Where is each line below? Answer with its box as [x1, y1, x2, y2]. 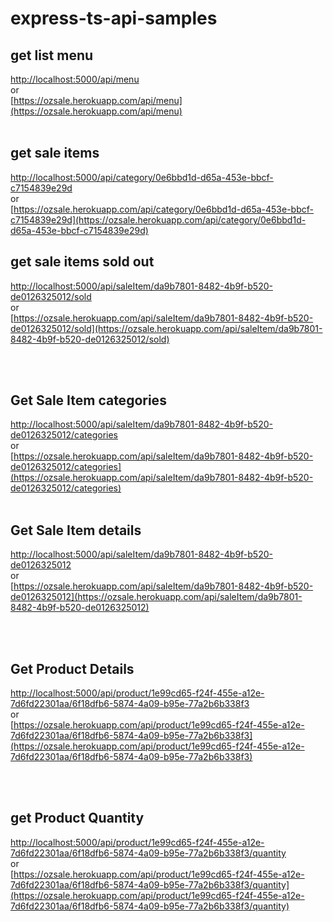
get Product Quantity [10, 810, 145, 827]
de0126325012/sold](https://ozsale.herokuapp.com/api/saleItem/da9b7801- [10, 322, 323, 334]
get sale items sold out [10, 253, 155, 271]
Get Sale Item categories [10, 392, 167, 409]
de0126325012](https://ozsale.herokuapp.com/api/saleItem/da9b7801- [10, 591, 303, 603]
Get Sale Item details [10, 522, 142, 539]
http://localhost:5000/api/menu [10, 73, 140, 85]
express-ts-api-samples [10, 7, 218, 30]
